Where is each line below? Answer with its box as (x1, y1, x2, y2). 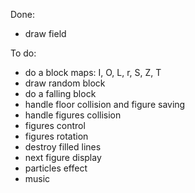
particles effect (24, 162, 88, 174)
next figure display (24, 152, 102, 163)
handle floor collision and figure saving (24, 99, 186, 110)
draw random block (24, 77, 106, 89)
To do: (10, 47, 37, 59)
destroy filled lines (24, 141, 102, 153)
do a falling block (24, 88, 97, 99)
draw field (24, 28, 67, 39)
